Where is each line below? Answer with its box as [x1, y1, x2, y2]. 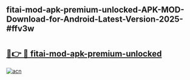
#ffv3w [6, 23, 35, 34]
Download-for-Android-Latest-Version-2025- [6, 14, 183, 25]
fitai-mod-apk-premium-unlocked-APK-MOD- [6, 5, 185, 15]
